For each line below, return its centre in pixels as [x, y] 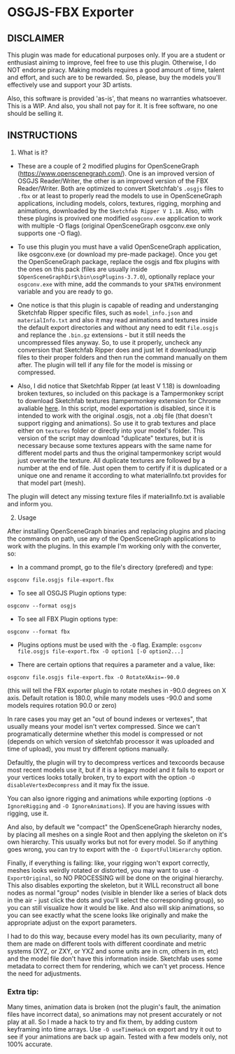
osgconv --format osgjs [42, 606]
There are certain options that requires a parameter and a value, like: [116, 664]
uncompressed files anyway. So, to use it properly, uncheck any [109, 342]
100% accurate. [30, 1044]
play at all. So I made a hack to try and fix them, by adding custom [102, 1022]
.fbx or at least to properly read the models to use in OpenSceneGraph [120, 196]
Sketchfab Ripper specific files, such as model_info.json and [105, 312]
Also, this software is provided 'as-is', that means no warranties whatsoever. [117, 98]
